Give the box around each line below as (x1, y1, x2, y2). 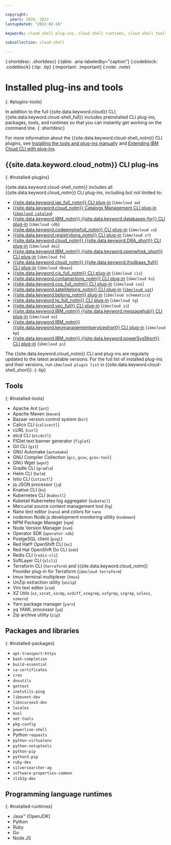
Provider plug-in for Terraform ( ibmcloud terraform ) (12, 568, 122, 574)
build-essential (12, 662, 47, 667)
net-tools (12, 716, 34, 721)
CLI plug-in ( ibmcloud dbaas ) (12, 264, 73, 271)
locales (12, 705, 29, 710)
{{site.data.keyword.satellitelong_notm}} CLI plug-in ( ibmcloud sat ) (12, 286, 154, 292)
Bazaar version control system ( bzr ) (12, 416, 88, 422)
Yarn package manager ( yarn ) (12, 601, 75, 607)
